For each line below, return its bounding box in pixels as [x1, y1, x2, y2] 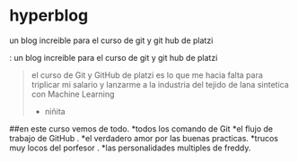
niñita [44, 106, 66, 116]
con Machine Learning [31, 89, 115, 99]
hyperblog [9, 5, 89, 26]
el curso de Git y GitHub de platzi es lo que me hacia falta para [31, 69, 263, 81]
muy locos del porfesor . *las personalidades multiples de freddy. [9, 142, 251, 153]
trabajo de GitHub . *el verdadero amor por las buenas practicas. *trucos [9, 132, 279, 143]
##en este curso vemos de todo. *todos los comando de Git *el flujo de [9, 123, 274, 134]
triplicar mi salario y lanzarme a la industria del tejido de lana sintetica [31, 79, 289, 90]
